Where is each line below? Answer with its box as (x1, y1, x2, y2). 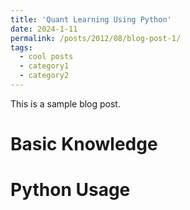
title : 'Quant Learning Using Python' (10, 14, 172, 25)
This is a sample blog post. (10, 97, 121, 110)
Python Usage (10, 179, 131, 201)
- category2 (19, 71, 70, 81)
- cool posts (19, 52, 74, 62)
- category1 (19, 61, 70, 71)
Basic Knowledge (10, 133, 158, 156)
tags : (10, 42, 33, 53)
